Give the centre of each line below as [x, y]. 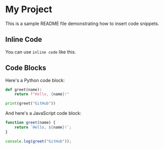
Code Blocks [26, 68]
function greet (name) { [31, 123]
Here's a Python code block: [35, 80]
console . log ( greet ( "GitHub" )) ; [38, 141]
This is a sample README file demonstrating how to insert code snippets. [82, 23]
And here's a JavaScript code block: [43, 113]
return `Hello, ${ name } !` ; [43, 128]
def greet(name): [24, 90]
